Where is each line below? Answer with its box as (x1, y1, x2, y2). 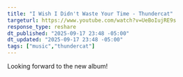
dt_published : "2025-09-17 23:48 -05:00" (7, 29, 130, 37)
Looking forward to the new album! (7, 62, 108, 70)
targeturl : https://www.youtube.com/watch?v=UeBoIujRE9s (7, 17, 177, 24)
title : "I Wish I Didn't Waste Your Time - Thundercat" (7, 10, 173, 17)
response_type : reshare (7, 23, 77, 30)
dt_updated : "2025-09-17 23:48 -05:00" (7, 36, 124, 43)
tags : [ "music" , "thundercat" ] (7, 43, 96, 50)
